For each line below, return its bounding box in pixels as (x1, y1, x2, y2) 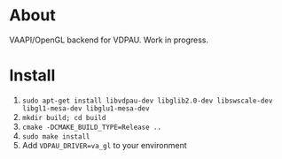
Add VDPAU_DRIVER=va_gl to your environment (21, 140, 188, 150)
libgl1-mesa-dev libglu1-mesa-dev (21, 103, 150, 113)
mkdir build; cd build (21, 113, 106, 122)
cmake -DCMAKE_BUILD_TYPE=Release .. (21, 123, 162, 132)
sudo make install (21, 132, 90, 141)
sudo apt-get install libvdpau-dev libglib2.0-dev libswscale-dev (21, 96, 273, 105)
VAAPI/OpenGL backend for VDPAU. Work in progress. (9, 34, 209, 45)
